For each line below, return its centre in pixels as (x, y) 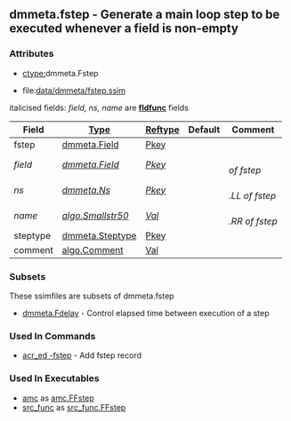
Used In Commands (53, 336)
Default (204, 130)
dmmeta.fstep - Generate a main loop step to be (145, 15)
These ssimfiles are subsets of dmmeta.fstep (92, 296)
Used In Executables (54, 378)
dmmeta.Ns (86, 190)
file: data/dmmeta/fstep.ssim (74, 90)
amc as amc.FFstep (58, 398)
